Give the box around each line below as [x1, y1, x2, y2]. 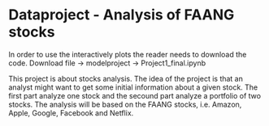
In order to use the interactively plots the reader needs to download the [8, 49, 247, 59]
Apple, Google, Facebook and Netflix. [8, 107, 134, 118]
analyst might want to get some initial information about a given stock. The [8, 82, 258, 92]
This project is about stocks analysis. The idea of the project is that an [8, 73, 244, 83]
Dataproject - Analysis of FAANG [8, 6, 235, 24]
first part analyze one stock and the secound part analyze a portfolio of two [8, 90, 262, 100]
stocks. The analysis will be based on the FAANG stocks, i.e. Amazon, [8, 99, 242, 109]
